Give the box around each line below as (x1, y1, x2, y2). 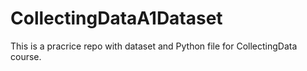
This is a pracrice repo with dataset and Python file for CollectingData (10, 40, 298, 52)
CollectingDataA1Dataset (10, 7, 223, 30)
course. (10, 50, 42, 62)
